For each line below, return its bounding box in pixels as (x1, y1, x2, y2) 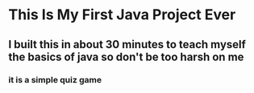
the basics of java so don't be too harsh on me (8, 50, 244, 63)
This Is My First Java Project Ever (8, 6, 236, 24)
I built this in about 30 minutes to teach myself (8, 38, 246, 51)
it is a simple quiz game (8, 74, 102, 85)
